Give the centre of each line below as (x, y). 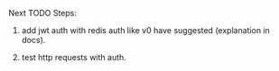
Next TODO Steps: (43, 13)
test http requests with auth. (74, 57)
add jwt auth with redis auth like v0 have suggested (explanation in (145, 30)
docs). (33, 40)
